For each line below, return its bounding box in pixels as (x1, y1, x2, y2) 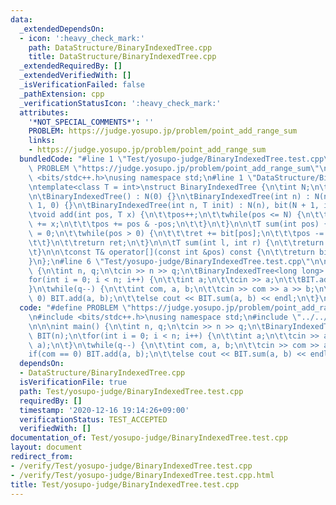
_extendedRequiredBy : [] (19, 61, 123, 71)
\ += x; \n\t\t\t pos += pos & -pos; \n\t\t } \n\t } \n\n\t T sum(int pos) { (28, 219, 329, 230)
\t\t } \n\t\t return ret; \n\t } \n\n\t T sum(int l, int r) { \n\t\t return (28, 237, 325, 248)
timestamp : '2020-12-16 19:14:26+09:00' (19, 405, 190, 415)
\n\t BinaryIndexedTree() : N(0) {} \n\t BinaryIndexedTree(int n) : (28, 191, 311, 201)
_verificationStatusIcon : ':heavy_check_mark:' (19, 98, 222, 108)
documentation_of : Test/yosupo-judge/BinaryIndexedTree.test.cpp (10, 433, 288, 443)
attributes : (19, 107, 70, 118)
